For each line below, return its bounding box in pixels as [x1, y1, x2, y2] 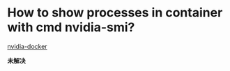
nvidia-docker [7, 42, 47, 50]
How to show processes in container [7, 5, 223, 21]
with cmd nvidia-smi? [7, 19, 135, 35]
